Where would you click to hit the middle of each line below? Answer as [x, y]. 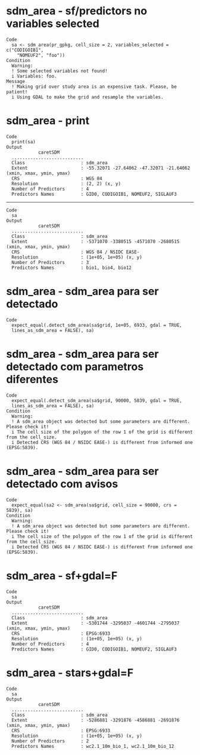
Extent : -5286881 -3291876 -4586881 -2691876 [96, 720]
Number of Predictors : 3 [50, 262]
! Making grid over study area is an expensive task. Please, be [94, 87]
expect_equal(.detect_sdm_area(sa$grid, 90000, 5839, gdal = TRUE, [97, 400]
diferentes [32, 379]
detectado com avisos [62, 484]
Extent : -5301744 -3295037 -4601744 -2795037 [96, 623]
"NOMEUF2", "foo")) [41, 55]
